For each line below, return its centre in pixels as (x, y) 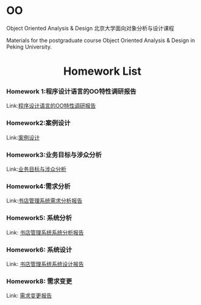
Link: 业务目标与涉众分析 (37, 169)
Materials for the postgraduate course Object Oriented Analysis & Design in (101, 40)
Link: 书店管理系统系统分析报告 (45, 232)
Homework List (102, 71)
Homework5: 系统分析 (39, 218)
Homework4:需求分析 (39, 186)
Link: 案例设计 (23, 137)
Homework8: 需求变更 (39, 281)
